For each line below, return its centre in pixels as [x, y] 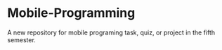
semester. [22, 39]
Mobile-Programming [71, 13]
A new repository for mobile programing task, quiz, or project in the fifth [111, 32]
